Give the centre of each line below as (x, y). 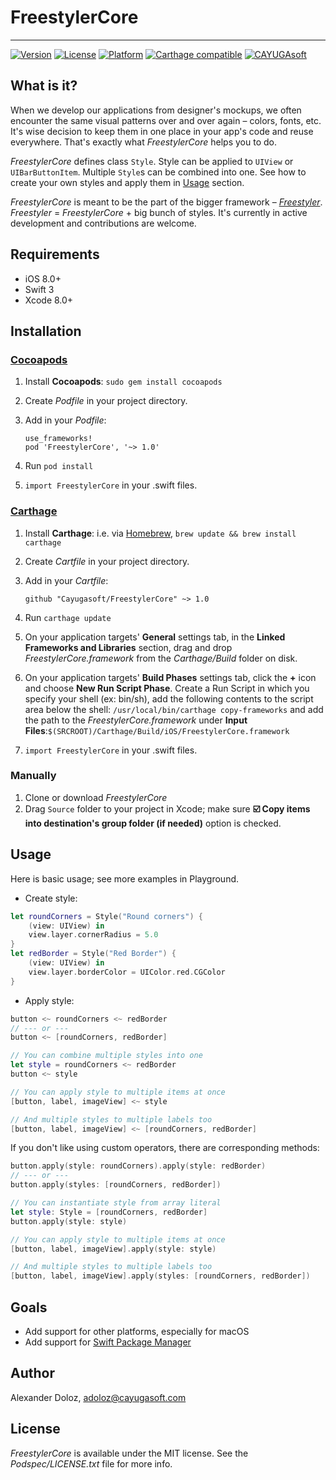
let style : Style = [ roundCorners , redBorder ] (109, 1212)
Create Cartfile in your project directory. (107, 561)
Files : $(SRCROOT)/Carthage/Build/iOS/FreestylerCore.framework (157, 730)
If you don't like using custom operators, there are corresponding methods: (165, 1148)
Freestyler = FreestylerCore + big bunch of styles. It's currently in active (159, 212)
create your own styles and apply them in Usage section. (127, 182)
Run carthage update (68, 617)
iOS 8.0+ (43, 278)
